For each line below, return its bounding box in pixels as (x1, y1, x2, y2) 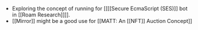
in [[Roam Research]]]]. (11, 11, 70, 18)
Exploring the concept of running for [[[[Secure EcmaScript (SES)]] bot (11, 5, 188, 12)
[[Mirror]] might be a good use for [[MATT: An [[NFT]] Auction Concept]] (11, 18, 193, 24)
